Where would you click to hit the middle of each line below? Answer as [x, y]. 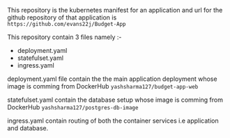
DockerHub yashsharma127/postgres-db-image [73, 107]
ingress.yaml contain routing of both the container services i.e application [113, 121]
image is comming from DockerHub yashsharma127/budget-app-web [103, 86]
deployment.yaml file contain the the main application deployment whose [112, 79]
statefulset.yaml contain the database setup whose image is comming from [115, 100]
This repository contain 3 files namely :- [64, 37]
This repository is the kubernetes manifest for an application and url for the [115, 10]
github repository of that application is [62, 17]
